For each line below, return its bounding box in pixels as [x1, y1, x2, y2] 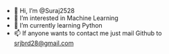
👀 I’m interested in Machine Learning [13, 14, 119, 22]
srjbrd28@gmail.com [13, 39, 74, 47]
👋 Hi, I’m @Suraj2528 [13, 7, 75, 15]
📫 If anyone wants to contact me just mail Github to [13, 29, 162, 37]
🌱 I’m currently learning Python [13, 21, 103, 29]
